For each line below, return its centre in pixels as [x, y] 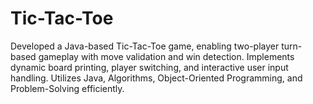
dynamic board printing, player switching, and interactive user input [149, 67]
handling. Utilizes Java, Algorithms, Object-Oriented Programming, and [156, 78]
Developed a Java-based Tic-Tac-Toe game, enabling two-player [145, 46]
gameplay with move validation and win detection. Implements [166, 56]
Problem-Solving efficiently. [67, 88]
